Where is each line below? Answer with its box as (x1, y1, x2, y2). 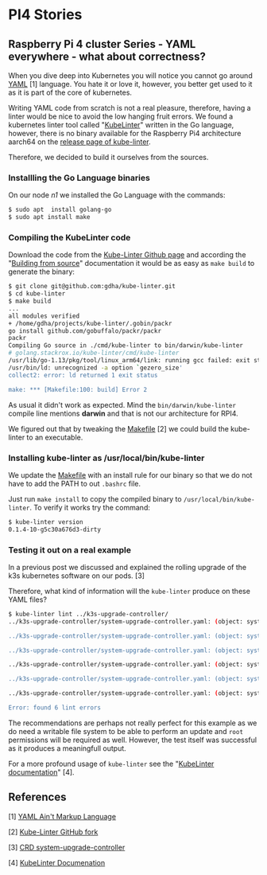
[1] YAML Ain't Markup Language (8, 811, 117, 821)
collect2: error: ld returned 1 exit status (8, 371, 158, 379)
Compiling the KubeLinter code (8, 232, 131, 243)
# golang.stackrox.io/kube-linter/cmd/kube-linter (8, 349, 180, 357)
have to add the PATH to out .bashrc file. (8, 479, 141, 488)
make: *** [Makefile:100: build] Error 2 (8, 385, 148, 393)
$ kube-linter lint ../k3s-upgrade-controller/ (8, 610, 169, 618)
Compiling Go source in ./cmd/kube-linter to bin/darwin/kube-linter (8, 342, 244, 350)
